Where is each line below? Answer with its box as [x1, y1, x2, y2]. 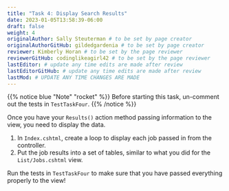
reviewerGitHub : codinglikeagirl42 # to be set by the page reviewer [7, 55, 211, 62]
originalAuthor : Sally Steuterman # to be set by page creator [7, 36, 193, 43]
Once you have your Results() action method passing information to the [7, 113, 212, 122]
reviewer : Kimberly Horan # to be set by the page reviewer [7, 49, 184, 56]
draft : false [7, 23, 45, 30]
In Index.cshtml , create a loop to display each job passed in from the [17, 134, 212, 142]
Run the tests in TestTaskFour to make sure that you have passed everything [7, 169, 223, 177]
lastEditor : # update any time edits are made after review [7, 61, 184, 68]
